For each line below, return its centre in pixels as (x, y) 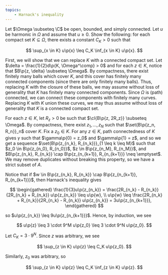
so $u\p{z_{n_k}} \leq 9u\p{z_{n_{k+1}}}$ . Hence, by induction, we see (78, 215)
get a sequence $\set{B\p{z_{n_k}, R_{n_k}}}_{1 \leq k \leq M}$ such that (80, 143)
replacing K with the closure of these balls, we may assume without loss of (82, 87)
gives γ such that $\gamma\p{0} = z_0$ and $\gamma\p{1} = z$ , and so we (83, 138)
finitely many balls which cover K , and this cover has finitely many (73, 77)
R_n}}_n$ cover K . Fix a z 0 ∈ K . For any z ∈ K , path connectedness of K (80, 132)
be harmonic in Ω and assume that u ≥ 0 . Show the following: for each (78, 34)
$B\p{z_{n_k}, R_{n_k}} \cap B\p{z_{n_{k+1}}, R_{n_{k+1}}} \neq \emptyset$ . (83, 154)
